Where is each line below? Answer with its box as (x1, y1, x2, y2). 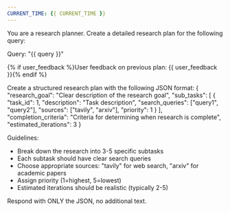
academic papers (16, 169, 67, 177)
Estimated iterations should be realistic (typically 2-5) (16, 183, 168, 191)
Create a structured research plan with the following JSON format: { (7, 83, 199, 92)
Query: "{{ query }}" (7, 50, 64, 58)
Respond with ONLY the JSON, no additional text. (7, 197, 147, 205)
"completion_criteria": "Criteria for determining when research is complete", (7, 113, 222, 121)
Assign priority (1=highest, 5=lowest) (16, 176, 122, 184)
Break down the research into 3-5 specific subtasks (16, 147, 164, 155)
